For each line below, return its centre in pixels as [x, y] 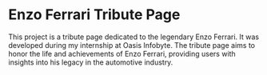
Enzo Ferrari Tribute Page [94, 15]
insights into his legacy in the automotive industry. [91, 62]
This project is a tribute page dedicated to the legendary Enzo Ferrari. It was [134, 37]
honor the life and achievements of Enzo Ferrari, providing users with [122, 53]
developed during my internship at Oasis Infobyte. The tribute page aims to [132, 45]
